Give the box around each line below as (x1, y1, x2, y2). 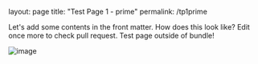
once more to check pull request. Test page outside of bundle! (8, 31, 215, 40)
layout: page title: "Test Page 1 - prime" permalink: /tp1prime (8, 7, 207, 16)
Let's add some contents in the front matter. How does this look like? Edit (8, 22, 251, 31)
